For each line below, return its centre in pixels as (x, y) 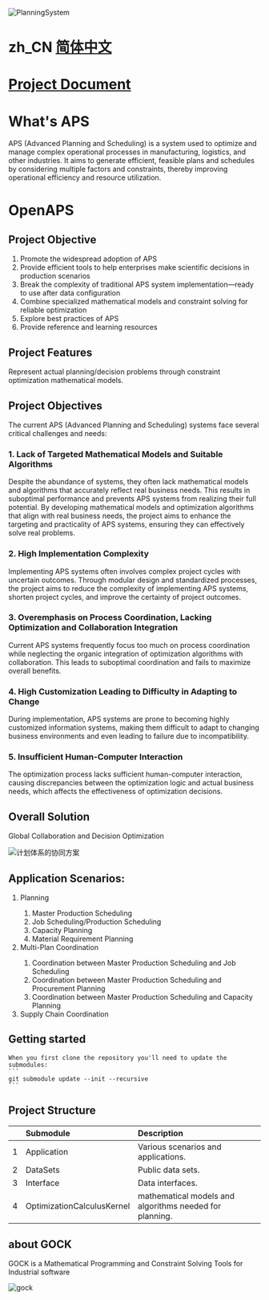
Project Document (70, 85)
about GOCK (40, 1245)
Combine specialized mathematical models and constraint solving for (134, 302)
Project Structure (52, 1111)
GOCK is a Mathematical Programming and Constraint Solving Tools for (126, 1264)
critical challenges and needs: (58, 433)
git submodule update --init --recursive (78, 1079)
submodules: (28, 1065)
